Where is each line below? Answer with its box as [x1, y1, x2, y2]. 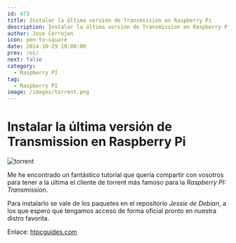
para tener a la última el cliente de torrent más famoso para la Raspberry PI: [7, 178, 227, 187]
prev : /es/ [7, 50, 39, 57]
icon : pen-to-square [7, 37, 68, 44]
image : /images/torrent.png [7, 88, 90, 96]
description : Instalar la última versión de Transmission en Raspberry [7, 23, 221, 30]
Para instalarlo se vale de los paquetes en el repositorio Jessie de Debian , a [7, 199, 227, 208]
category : [7, 63, 37, 70]
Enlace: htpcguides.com [7, 228, 77, 236]
